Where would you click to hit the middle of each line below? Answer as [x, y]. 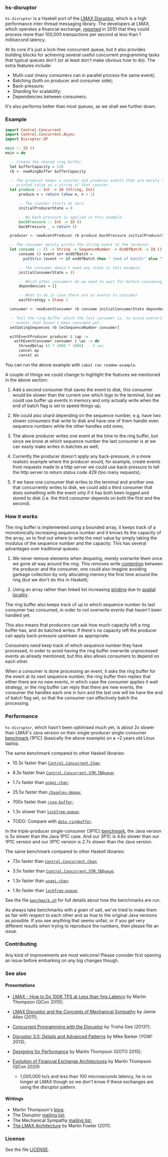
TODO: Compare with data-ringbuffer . [52, 821]
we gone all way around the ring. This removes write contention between [87, 564]
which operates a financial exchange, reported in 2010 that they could [77, 29]
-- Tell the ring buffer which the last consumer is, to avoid [77, 318]
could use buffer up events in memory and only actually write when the [85, 400]
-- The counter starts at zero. [52, 204]
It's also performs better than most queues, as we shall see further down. [81, 107]
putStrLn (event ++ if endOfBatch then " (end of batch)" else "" [94, 259]
